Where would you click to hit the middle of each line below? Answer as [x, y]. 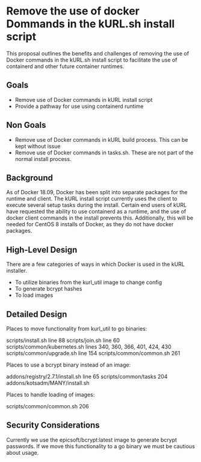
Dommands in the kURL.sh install [91, 24]
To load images [34, 295]
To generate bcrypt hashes [48, 289]
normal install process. [43, 159]
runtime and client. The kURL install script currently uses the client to [92, 199]
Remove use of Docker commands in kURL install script [84, 100]
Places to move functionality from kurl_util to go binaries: [77, 329]
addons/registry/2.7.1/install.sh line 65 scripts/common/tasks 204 [87, 376]
